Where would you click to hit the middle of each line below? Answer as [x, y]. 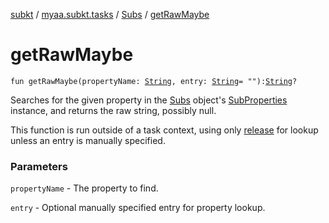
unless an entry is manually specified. [88, 140]
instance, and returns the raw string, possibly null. [113, 110]
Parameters [39, 166]
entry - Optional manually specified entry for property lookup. [138, 208]
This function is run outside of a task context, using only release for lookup [164, 130]
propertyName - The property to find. [84, 188]
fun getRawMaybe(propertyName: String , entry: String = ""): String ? [154, 81]
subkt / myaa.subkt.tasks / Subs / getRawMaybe [110, 14]
